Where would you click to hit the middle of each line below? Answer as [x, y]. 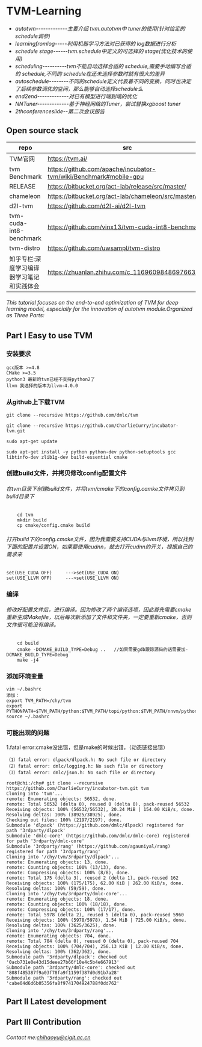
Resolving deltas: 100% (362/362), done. [59, 952]
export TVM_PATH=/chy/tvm [38, 701]
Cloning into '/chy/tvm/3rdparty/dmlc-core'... [67, 893]
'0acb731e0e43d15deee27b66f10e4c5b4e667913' [63, 962]
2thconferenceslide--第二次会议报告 [60, 111]
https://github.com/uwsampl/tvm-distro [104, 248]
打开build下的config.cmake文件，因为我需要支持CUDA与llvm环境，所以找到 [100, 539]
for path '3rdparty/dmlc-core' [45, 841]
